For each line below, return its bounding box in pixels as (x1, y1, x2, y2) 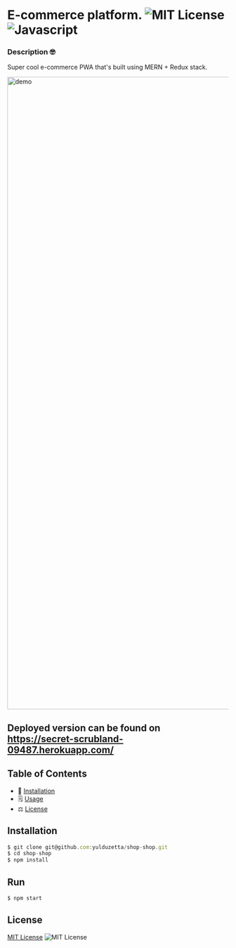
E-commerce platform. (7, 7, 143, 23)
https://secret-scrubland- (7, 733, 124, 745)
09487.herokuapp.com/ (7, 744, 114, 755)
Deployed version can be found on (7, 722, 161, 734)
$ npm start (7, 895, 42, 902)
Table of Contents (7, 768, 88, 780)
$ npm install (7, 857, 49, 864)
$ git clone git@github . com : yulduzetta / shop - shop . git (7, 843, 169, 850)
